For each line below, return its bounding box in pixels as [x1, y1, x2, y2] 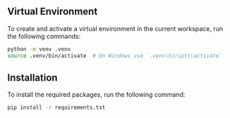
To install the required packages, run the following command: [7, 90, 186, 99]
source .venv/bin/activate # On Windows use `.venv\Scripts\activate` [7, 52, 222, 59]
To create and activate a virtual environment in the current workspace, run [7, 24, 224, 33]
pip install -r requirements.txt [7, 104, 106, 112]
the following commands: [7, 32, 81, 40]
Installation [7, 71, 58, 83]
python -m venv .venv [7, 45, 71, 52]
